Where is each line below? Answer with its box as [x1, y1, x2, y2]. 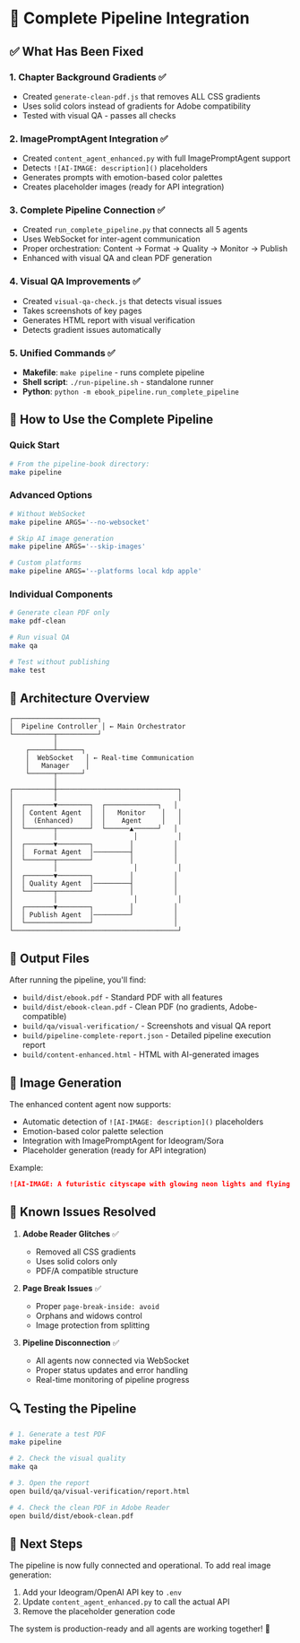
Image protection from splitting [35, 1319, 150, 1331]
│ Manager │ [25, 762, 90, 771]
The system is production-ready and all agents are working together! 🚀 [9, 1623, 271, 1634]
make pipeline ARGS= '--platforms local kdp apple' [9, 567, 202, 576]
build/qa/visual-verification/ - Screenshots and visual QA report [21, 1020, 271, 1031]
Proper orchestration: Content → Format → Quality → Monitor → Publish [21, 243, 288, 254]
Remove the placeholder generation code [21, 1606, 176, 1617]
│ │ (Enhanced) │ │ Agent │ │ [9, 817, 182, 826]
